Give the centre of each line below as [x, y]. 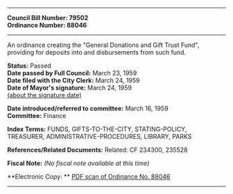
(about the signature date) [44, 95]
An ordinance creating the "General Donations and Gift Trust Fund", [103, 45]
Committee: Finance [37, 116]
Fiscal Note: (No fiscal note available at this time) [78, 163]
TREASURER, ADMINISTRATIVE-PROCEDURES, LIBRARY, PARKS [100, 136]
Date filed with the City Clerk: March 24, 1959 [74, 80]
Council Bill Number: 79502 [48, 18]
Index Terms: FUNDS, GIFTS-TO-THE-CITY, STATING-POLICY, [97, 129]
